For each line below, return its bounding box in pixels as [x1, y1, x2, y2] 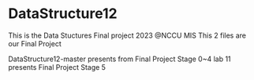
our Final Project [8, 38, 62, 48]
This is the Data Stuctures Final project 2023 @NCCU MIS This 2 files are [8, 31, 247, 40]
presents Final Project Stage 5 [8, 62, 106, 71]
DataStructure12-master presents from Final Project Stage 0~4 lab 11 [8, 54, 231, 64]
